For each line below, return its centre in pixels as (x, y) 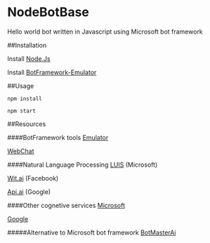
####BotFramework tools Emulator (58, 137)
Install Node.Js (29, 58)
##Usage (21, 85)
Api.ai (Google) (29, 192)
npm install (25, 99)
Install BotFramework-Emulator (52, 72)
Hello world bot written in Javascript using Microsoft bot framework (105, 32)
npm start (22, 111)
